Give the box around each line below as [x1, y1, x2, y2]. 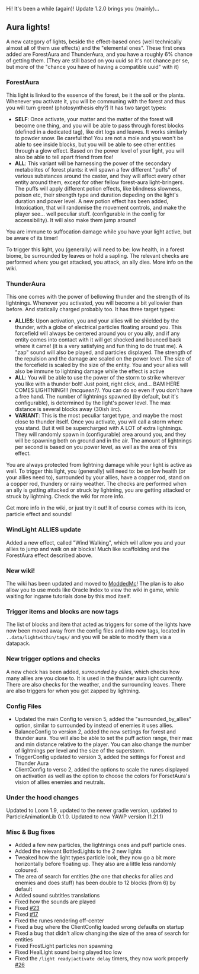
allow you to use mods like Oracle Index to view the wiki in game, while [6, 586, 179, 593]
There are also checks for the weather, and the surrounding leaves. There [6, 681, 186, 688]
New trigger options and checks [6, 654, 101, 663]
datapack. [6, 640, 31, 647]
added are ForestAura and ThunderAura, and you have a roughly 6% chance [6, 50, 193, 58]
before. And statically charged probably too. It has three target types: [6, 306, 175, 313]
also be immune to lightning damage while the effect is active [14, 368, 165, 375]
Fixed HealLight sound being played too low [14, 948, 122, 956]
